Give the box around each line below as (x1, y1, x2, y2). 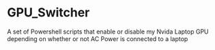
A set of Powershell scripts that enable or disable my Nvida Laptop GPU (7, 27, 209, 36)
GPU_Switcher (7, 5, 90, 21)
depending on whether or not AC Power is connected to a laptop (7, 34, 188, 42)
